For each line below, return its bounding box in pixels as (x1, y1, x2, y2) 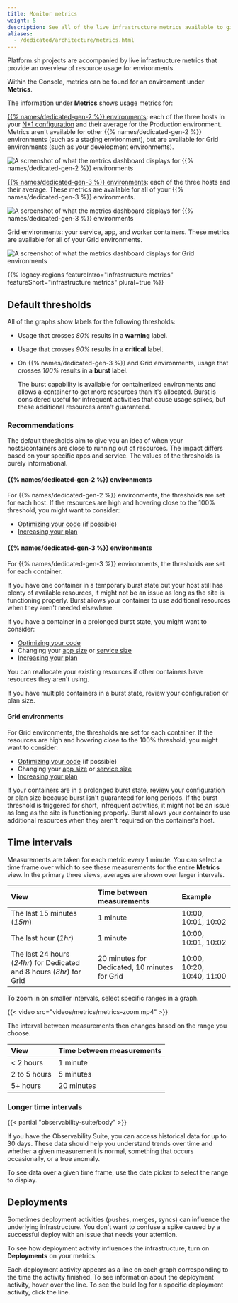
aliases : (7, 30, 33, 38)
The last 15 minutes (11, 908, 77, 918)
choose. (7, 1028, 31, 1037)
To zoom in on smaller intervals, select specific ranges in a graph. (7, 994, 199, 1002)
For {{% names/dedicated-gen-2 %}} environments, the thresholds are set (7, 491, 225, 500)
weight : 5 (7, 17, 37, 24)
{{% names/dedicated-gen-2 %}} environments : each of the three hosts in (7, 113, 225, 121)
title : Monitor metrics (7, 10, 78, 18)
